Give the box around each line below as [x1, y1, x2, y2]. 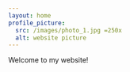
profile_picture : [8, 19, 66, 27]
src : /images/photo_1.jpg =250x [15, 26, 123, 34]
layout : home [8, 11, 52, 20]
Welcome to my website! [8, 55, 89, 65]
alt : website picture [15, 33, 87, 42]
